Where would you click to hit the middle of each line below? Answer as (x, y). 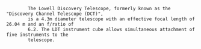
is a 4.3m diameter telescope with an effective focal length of (112, 19)
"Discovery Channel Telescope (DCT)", (55, 14)
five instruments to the (37, 35)
